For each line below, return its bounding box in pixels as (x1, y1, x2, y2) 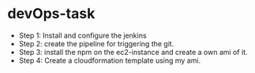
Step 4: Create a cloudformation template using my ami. (18, 56, 201, 65)
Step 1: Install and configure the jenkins (18, 31, 147, 40)
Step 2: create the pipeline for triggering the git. (18, 38, 174, 48)
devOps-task (7, 5, 96, 23)
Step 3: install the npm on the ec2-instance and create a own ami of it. (18, 47, 248, 57)
